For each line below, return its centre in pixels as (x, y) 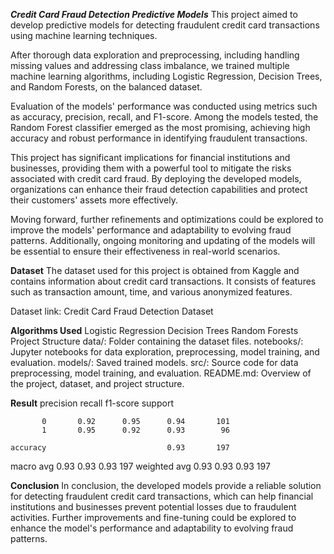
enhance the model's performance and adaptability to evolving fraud (152, 528)
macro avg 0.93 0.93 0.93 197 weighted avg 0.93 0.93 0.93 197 (140, 466)
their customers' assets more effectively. (94, 200)
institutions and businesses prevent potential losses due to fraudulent (153, 507)
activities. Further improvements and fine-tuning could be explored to (153, 517)
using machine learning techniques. (84, 35)
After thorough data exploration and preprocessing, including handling (155, 55)
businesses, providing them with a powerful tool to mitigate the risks (151, 168)
